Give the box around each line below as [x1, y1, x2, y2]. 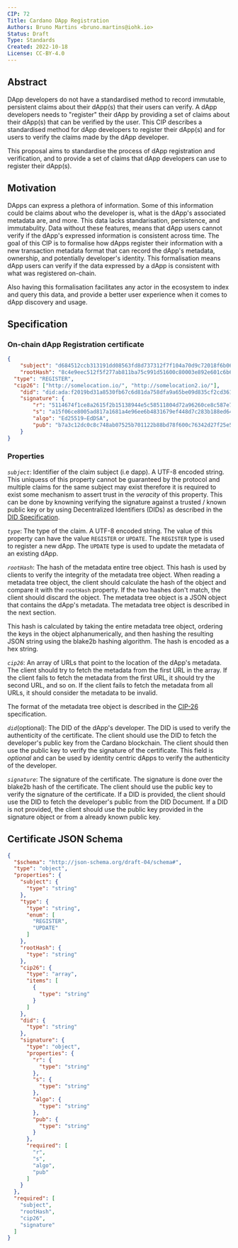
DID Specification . [7, 512, 60, 521]
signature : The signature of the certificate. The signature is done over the [7, 775, 223, 783]
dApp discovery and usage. [7, 297, 88, 306]
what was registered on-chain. [7, 269, 97, 277]
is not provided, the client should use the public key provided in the [7, 805, 203, 813]
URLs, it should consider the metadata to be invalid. [7, 688, 158, 697]
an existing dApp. [7, 549, 59, 558]
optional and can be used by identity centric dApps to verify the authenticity [7, 753, 230, 762]
